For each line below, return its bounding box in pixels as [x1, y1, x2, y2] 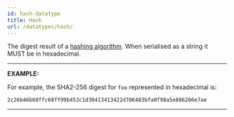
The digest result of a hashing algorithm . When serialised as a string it [7, 42, 208, 51]
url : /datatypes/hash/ [7, 23, 73, 30]
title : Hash [7, 17, 42, 24]
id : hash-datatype [7, 10, 61, 17]
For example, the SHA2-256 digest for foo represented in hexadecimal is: [7, 83, 217, 91]
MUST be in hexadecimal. [7, 49, 81, 58]
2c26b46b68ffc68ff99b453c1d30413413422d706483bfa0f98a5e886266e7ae [7, 97, 208, 104]
